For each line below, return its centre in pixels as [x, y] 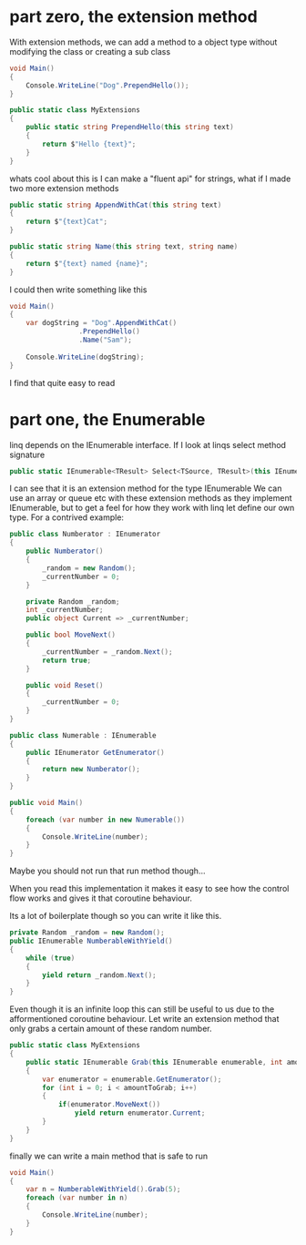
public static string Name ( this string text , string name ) [124, 247]
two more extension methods [64, 188]
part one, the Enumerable [107, 419]
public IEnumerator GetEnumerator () [96, 752]
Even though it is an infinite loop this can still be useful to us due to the [142, 1009]
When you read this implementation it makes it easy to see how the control [149, 889]
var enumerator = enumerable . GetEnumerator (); [132, 1079]
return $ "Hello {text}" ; [89, 144]
